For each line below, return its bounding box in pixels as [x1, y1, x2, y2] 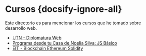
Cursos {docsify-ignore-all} [5, 3, 122, 15]
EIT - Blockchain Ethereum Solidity [12, 45, 83, 51]
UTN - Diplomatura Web [12, 35, 62, 41]
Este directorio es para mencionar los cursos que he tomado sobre [5, 20, 141, 26]
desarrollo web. [5, 25, 37, 31]
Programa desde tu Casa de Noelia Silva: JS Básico [12, 40, 117, 46]
